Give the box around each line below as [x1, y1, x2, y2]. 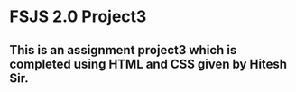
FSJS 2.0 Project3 [9, 6, 147, 27]
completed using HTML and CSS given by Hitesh [9, 56, 287, 71]
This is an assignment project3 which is [9, 42, 237, 58]
